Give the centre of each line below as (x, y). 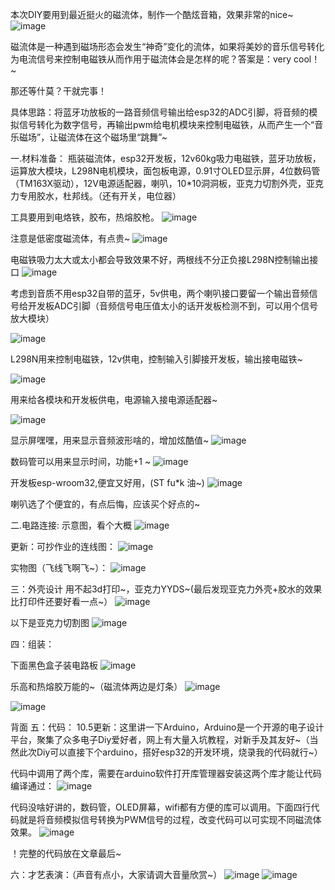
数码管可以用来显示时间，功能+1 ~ (81, 461)
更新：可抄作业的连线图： (63, 546)
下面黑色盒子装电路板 (54, 665)
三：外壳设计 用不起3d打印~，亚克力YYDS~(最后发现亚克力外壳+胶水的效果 (166, 589)
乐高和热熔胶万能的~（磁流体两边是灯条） (96, 686)
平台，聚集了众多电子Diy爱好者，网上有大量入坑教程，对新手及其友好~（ (160, 739)
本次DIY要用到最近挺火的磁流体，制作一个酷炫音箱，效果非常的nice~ (152, 14)
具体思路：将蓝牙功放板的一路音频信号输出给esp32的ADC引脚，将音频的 (160, 112)
